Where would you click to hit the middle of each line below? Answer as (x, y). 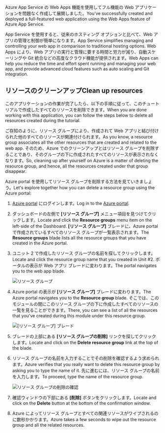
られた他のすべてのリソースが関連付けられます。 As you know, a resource (79, 136)
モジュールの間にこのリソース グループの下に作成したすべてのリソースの (85, 304)
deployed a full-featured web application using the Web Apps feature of (78, 19)
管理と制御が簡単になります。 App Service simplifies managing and (85, 40)
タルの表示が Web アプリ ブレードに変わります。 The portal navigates (87, 266)
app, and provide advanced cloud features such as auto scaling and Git (77, 69)
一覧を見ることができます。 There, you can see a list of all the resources (85, 310)
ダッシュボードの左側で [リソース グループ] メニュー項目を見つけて (80, 214)
